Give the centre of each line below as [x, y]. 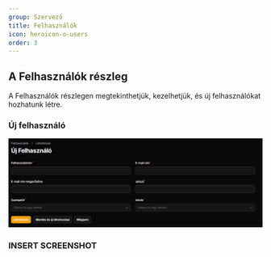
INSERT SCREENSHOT [53, 245]
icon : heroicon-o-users [48, 34]
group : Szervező [35, 17]
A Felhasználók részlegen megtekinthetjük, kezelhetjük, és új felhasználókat [135, 96]
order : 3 [23, 43]
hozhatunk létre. [35, 104]
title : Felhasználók [43, 25]
